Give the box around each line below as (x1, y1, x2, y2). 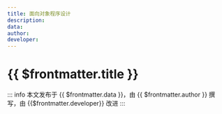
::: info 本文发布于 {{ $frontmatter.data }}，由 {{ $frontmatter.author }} (7, 90, 208, 99)
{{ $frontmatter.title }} (7, 66, 139, 83)
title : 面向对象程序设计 (7, 10, 71, 17)
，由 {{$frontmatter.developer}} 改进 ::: (13, 99, 126, 108)
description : (7, 17, 45, 24)
